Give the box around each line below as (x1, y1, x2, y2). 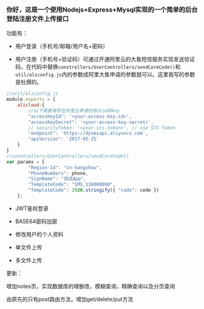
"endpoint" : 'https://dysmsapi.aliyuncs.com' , (28, 130, 149, 137)
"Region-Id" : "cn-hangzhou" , (28, 164, 102, 170)
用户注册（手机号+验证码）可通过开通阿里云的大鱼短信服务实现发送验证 (15, 56, 195, 63)
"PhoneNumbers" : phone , (28, 170, 88, 176)
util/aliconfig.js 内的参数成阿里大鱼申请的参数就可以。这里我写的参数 (15, 71, 195, 78)
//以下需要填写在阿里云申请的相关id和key (28, 107, 120, 114)
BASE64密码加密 (15, 217, 58, 225)
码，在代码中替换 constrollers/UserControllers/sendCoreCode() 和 (15, 63, 181, 71)
